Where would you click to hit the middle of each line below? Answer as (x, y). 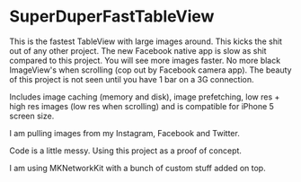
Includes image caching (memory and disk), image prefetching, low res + (145, 97)
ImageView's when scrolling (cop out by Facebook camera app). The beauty (150, 70)
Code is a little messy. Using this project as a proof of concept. (126, 151)
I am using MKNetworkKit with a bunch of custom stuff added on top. (138, 168)
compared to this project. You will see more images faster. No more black (145, 60)
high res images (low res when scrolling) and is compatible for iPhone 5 (142, 106)
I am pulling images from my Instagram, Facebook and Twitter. (124, 133)
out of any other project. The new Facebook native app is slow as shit (138, 50)
